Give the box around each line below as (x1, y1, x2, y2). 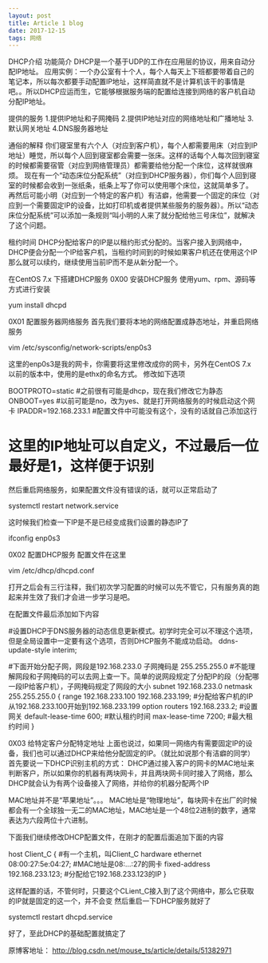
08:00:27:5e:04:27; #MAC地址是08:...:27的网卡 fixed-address (8, 859, 211, 869)
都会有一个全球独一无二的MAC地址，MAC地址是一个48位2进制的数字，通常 (8, 806, 257, 815)
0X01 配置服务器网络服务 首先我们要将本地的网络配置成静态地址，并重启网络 (8, 317, 259, 327)
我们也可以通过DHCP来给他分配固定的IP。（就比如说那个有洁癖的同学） (22, 748, 255, 759)
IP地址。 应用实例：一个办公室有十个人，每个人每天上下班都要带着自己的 (14, 67, 254, 77)
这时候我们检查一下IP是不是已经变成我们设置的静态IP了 (8, 517, 189, 527)
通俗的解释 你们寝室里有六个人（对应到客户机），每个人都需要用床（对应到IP (8, 141, 258, 150)
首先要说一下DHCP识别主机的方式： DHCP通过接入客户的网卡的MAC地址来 (8, 759, 255, 768)
